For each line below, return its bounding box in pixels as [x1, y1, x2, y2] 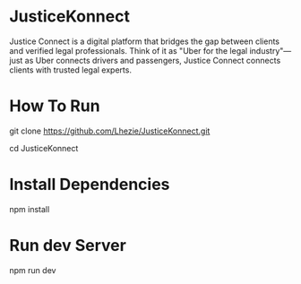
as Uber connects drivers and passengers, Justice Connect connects [24, 55, 281, 65]
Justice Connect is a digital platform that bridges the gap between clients [9, 36, 280, 47]
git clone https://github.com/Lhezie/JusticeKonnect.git [9, 125, 211, 136]
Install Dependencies [9, 175, 170, 194]
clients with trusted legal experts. [9, 65, 133, 75]
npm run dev [9, 264, 56, 275]
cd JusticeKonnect [9, 142, 79, 153]
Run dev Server [9, 236, 127, 255]
